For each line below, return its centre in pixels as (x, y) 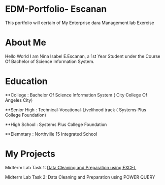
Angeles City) (19, 100)
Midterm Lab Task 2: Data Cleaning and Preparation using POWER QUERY (80, 177)
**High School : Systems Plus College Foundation (56, 124)
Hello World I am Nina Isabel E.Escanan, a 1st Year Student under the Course (83, 56)
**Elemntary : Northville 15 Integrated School (51, 134)
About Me (26, 43)
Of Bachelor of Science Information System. (50, 61)
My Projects (30, 154)
